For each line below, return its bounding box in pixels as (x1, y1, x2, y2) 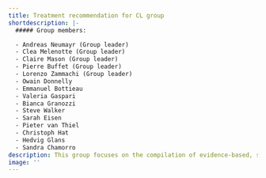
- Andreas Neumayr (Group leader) (15, 40, 129, 48)
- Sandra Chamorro (15, 143, 77, 151)
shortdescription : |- (8, 19, 80, 27)
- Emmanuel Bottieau (15, 85, 83, 93)
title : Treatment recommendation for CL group (8, 11, 165, 20)
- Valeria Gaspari (15, 92, 77, 100)
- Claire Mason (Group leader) (15, 55, 119, 63)
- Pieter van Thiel (15, 122, 80, 130)
